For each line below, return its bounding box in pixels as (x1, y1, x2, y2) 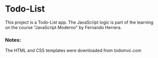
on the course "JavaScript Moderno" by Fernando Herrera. (5, 24, 122, 30)
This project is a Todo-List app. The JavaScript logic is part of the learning (5, 19, 154, 25)
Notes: (5, 36, 21, 43)
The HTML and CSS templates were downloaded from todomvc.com (5, 47, 142, 54)
